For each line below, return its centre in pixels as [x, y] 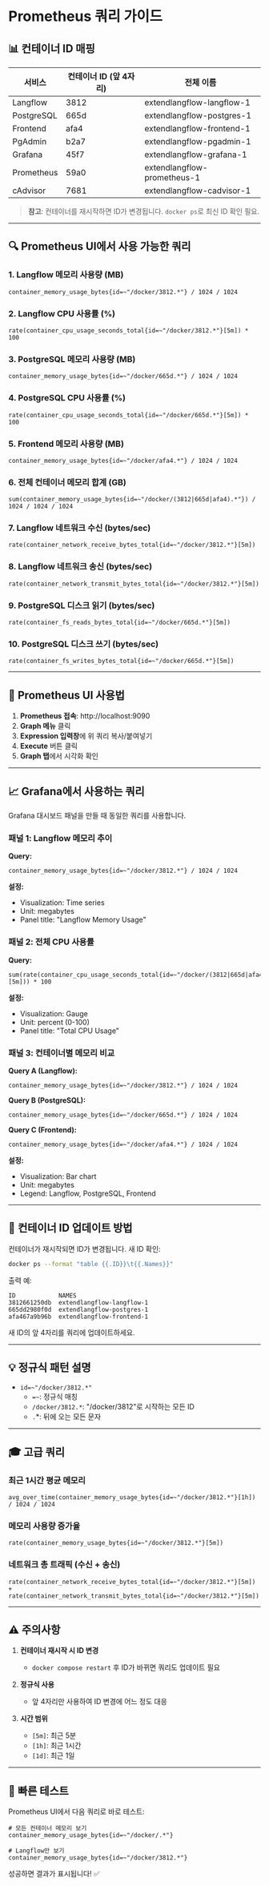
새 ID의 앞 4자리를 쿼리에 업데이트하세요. [72, 1332]
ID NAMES [43, 1295]
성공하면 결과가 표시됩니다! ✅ [54, 1874]
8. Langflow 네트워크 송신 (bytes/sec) [80, 567]
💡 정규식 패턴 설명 [50, 1367]
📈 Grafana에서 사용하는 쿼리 [77, 791]
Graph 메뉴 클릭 [45, 726]
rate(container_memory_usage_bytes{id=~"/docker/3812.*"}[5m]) [116, 1543]
